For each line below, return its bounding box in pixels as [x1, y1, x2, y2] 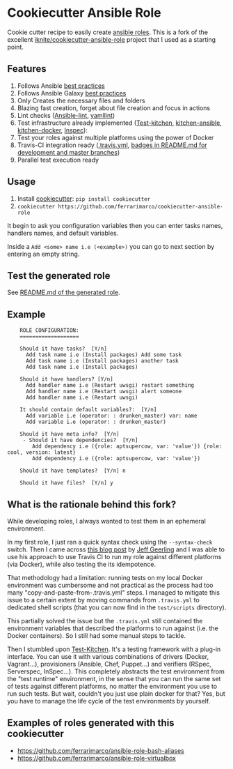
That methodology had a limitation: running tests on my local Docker [7, 574, 203, 581]
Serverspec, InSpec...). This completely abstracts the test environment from [7, 667, 225, 676]
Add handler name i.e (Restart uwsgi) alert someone [25, 388, 182, 395]
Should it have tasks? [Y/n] [19, 345, 108, 353]
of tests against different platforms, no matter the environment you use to [7, 682, 218, 690]
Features [7, 63, 47, 75]
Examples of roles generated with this [7, 717, 175, 729]
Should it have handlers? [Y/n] [19, 376, 113, 383]
